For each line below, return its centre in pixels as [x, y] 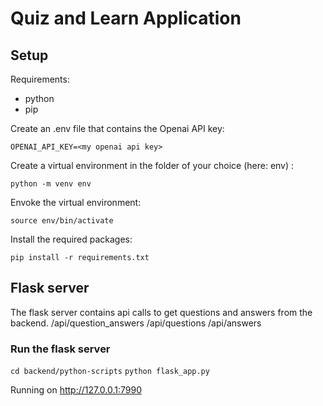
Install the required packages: [71, 239]
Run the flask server [60, 349]
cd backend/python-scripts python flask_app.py [110, 372]
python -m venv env [51, 184]
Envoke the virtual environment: [76, 202]
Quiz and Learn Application [126, 18]
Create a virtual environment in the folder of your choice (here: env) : [152, 165]
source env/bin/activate [62, 221]
